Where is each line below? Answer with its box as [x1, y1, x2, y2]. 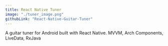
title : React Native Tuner [5, 7, 62, 12]
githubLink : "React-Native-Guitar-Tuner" [5, 16, 93, 21]
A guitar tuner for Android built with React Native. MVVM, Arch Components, [5, 30, 163, 36]
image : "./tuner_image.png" [5, 12, 64, 17]
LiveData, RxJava [5, 35, 41, 41]
